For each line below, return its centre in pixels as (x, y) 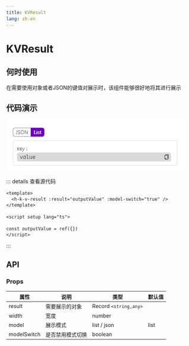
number (102, 315)
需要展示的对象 (64, 306)
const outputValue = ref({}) (42, 229)
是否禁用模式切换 (66, 334)
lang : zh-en (21, 19)
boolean (102, 334)
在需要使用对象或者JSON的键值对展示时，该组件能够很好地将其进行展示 (94, 87)
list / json (103, 325)
